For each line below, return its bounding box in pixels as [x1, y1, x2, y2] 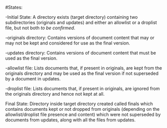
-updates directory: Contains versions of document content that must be [5, 50, 156, 56]
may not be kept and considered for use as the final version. [5, 40, 130, 46]
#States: [5, 5, 23, 10]
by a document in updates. [5, 76, 61, 81]
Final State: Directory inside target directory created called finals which [5, 101, 153, 107]
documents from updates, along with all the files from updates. [5, 117, 136, 123]
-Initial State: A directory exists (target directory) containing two [5, 14, 138, 20]
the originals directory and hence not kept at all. [5, 91, 105, 97]
